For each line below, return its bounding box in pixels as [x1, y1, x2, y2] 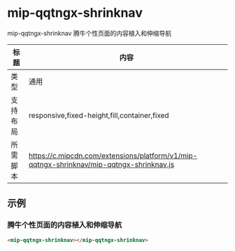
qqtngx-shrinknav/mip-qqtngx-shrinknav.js [28, 159, 175, 169]
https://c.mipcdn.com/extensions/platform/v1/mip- [28, 151, 198, 161]
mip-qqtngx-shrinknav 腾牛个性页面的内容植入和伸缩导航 [7, 29, 172, 37]
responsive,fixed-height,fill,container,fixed [28, 110, 169, 120]
